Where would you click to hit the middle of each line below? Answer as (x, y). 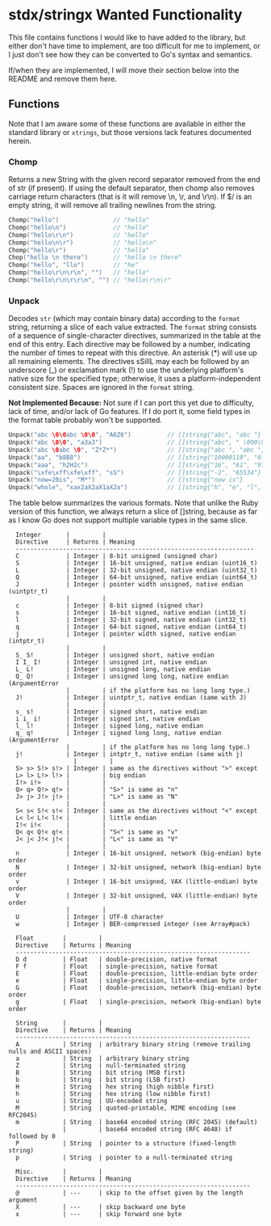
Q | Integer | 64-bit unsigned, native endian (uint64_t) (137, 577)
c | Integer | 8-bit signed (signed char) (110, 606)
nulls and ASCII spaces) (50, 1052)
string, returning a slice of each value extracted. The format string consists (133, 327)
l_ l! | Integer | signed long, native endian (110, 726)
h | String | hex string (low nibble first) (113, 1094)
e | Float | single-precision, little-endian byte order (137, 981)
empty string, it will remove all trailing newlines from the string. (113, 205)
